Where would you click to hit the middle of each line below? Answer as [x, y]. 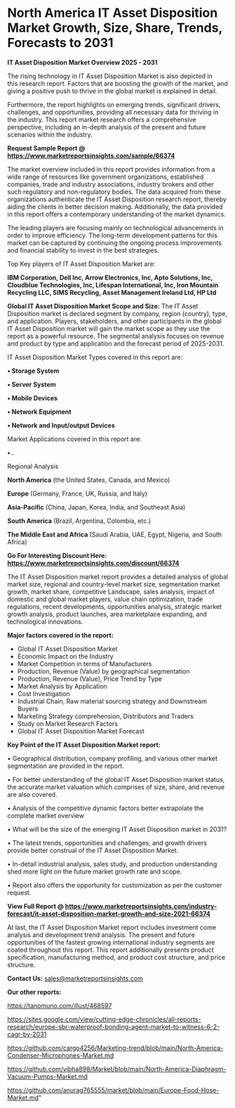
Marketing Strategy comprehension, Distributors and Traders [106, 716]
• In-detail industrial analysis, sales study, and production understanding [112, 864]
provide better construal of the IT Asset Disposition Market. [93, 850]
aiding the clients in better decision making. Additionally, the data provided [115, 206]
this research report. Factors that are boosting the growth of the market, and [117, 83]
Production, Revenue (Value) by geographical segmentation [104, 671]
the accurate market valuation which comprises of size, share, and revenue [116, 787]
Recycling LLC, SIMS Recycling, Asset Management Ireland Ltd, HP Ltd [112, 292]
